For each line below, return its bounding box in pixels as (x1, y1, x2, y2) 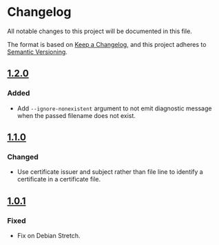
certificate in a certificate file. (17, 175, 101, 184)
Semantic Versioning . (7, 48, 67, 56)
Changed (7, 152, 39, 161)
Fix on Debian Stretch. (17, 232, 81, 239)
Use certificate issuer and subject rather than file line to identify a (17, 168, 203, 176)
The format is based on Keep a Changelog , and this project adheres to (7, 40, 207, 48)
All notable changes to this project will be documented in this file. (7, 27, 193, 35)
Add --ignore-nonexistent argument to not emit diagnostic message (17, 104, 212, 112)
